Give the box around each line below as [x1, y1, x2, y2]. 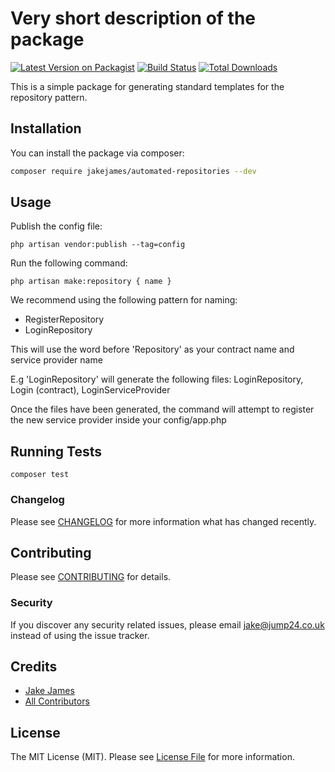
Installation [10, 120, 82, 137]
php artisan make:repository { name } [10, 277, 172, 287]
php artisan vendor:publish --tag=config [10, 240, 186, 250]
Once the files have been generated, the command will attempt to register [10, 403, 315, 416]
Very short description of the [10, 7, 257, 30]
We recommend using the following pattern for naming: [10, 294, 238, 306]
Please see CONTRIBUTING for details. [10, 571, 172, 583]
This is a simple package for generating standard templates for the [10, 80, 285, 92]
